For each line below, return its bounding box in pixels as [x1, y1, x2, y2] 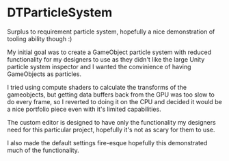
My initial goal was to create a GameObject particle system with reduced [7, 48, 212, 56]
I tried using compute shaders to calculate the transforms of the [7, 83, 187, 91]
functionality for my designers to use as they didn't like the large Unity [7, 55, 205, 63]
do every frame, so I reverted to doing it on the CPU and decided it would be [7, 97, 222, 106]
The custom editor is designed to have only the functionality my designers [7, 118, 217, 126]
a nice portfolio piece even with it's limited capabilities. [7, 105, 162, 113]
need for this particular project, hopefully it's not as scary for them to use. [7, 125, 215, 134]
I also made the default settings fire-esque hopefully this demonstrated [7, 138, 208, 147]
